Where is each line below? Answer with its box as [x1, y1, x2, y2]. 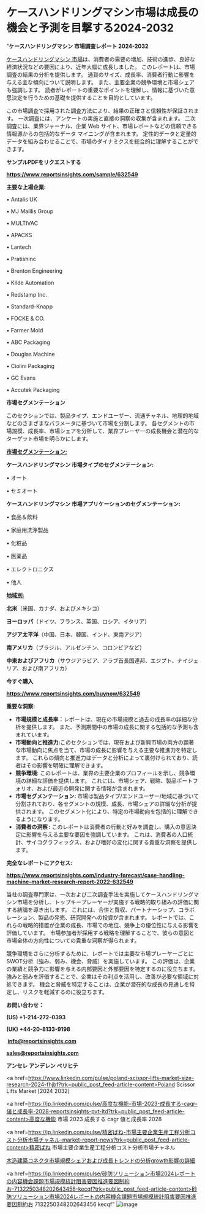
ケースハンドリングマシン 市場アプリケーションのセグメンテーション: [6, 500, 181, 507]
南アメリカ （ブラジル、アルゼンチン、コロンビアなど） [6, 643, 146, 651]
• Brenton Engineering [6, 267, 63, 274]
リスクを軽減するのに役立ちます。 [22, 988, 108, 995]
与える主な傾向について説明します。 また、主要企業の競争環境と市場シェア [6, 78, 195, 86]
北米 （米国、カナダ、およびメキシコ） [6, 605, 103, 612]
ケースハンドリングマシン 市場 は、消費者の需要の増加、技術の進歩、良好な [6, 55, 196, 63]
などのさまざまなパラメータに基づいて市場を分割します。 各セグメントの [6, 419, 190, 427]
